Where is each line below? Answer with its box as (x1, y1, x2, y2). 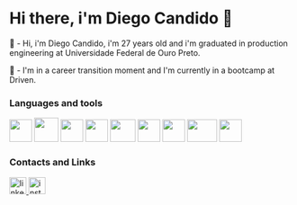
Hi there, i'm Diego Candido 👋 (9, 8, 233, 29)
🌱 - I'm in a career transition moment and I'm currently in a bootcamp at (9, 65, 275, 76)
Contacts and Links (9, 156, 96, 169)
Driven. (9, 74, 36, 85)
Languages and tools (9, 96, 103, 109)
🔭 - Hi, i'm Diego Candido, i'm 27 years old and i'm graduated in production (9, 38, 288, 49)
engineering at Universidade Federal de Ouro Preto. (9, 47, 201, 58)
